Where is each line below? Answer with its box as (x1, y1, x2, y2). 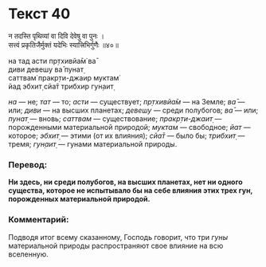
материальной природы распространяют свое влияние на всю (8, 241, 224, 250)
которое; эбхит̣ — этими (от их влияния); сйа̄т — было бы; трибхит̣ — (8, 131, 245, 140)
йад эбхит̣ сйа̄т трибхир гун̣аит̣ (8, 81, 114, 91)
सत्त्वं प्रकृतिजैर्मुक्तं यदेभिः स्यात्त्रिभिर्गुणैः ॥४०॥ (8, 40, 119, 49)
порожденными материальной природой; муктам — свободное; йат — (8, 122, 251, 132)
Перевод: (8, 159, 48, 170)
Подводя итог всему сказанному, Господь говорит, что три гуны (8, 232, 229, 241)
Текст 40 (8, 5, 71, 23)
